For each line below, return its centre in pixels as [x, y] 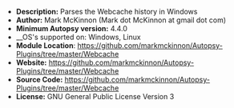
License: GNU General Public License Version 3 [95, 96]
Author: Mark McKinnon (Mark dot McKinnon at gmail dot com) [121, 20]
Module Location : [46, 46]
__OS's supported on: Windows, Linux [79, 37]
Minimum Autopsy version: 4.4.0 [72, 28]
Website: [31, 62]
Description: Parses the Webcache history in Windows [107, 12]
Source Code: [39, 80]
